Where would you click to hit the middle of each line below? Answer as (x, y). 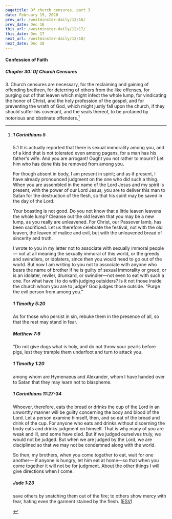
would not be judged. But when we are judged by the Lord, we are (82, 440)
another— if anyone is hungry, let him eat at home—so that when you (86, 460)
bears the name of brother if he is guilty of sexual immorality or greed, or (89, 270)
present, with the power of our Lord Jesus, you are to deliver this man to (89, 190)
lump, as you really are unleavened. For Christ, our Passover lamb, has (87, 222)
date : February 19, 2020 (32, 15)
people (157, 248)
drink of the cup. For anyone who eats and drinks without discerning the (89, 423)
